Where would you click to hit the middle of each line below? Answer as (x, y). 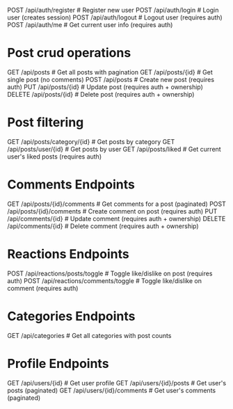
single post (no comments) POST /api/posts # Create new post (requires (111, 79)
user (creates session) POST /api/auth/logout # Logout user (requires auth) (115, 17)
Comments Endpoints (71, 185)
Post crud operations (69, 53)
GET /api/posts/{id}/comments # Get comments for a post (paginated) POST (116, 204)
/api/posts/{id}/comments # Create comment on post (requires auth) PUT (112, 211)
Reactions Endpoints (69, 254)
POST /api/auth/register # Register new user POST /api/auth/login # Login (113, 10)
